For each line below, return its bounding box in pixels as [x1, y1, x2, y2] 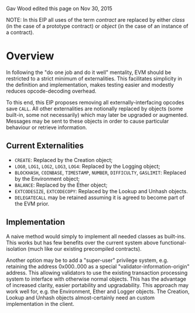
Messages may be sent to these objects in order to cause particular [6, 117, 169, 124]
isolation [6, 245, 27, 252]
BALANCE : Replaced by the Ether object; [14, 181, 108, 189]
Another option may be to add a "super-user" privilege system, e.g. [6, 257, 169, 264]
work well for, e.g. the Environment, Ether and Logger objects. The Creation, [6, 288, 190, 295]
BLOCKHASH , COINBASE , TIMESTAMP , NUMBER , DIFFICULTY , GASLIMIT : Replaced [14, 169, 186, 176]
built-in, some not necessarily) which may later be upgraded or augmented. [6, 111, 189, 118]
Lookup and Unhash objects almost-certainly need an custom [6, 294, 155, 301]
